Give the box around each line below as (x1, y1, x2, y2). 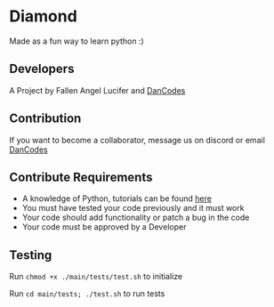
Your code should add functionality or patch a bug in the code (21, 212, 250, 223)
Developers (9, 61, 75, 77)
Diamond (9, 6, 77, 27)
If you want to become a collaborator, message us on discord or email (9, 134, 265, 145)
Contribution (9, 111, 82, 126)
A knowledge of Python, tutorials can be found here (21, 193, 212, 204)
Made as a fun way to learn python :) (9, 36, 144, 46)
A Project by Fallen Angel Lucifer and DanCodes (9, 85, 186, 95)
